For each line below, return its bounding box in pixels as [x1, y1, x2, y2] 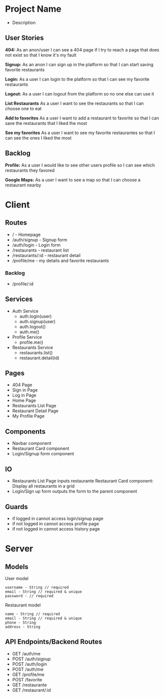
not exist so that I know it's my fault [5, 52, 77, 58]
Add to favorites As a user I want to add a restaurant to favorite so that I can [5, 115, 159, 121]
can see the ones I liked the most [5, 135, 72, 140]
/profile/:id [12, 280, 34, 287]
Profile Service [12, 334, 43, 340]
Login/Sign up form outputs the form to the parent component [12, 488, 138, 494]
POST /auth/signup [12, 656, 51, 662]
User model [5, 575, 28, 581]
